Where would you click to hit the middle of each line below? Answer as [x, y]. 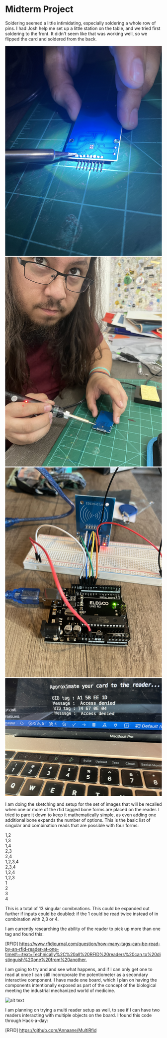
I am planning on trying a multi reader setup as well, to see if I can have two [83, 1010]
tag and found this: [24, 934]
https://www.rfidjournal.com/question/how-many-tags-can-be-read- [90, 944]
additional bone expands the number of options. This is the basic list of [78, 820]
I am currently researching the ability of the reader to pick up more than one [83, 929]
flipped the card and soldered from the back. [51, 39]
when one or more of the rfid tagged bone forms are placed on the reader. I [83, 809]
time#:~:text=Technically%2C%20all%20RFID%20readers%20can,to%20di [83, 954]
